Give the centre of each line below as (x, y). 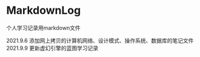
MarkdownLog (44, 10)
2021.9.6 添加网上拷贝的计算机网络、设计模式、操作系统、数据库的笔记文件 (100, 40)
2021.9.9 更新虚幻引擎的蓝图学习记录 (52, 48)
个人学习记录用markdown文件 (43, 28)
